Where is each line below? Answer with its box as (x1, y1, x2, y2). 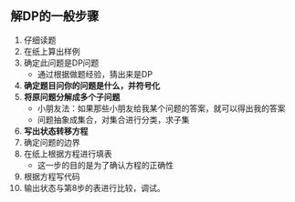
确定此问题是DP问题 (23, 57, 100, 68)
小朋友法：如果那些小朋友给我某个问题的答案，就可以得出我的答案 (37, 103, 286, 114)
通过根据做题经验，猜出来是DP (37, 68, 153, 79)
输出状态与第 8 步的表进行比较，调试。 (23, 182, 165, 193)
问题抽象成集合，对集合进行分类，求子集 (37, 114, 190, 125)
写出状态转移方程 (23, 126, 89, 136)
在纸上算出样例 (23, 45, 80, 56)
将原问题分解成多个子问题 (23, 91, 121, 102)
